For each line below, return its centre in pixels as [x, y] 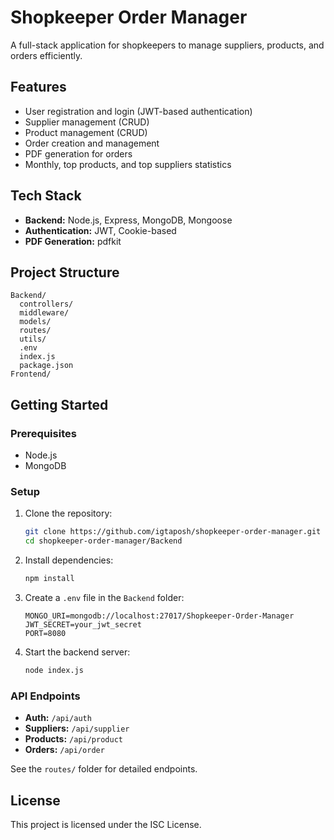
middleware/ [44, 313]
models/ [35, 322]
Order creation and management [92, 143]
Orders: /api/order [64, 750]
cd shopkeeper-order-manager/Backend [103, 541]
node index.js [54, 670]
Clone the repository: [68, 513]
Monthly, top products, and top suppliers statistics [128, 164]
